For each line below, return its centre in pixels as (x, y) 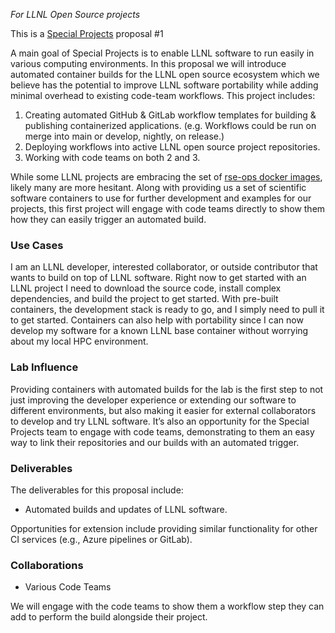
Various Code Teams (68, 587)
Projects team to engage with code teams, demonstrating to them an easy (162, 431)
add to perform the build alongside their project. (109, 617)
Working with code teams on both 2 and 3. (112, 157)
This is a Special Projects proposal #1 (87, 33)
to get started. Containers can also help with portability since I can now (157, 320)
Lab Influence (44, 367)
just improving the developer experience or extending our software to (153, 400)
